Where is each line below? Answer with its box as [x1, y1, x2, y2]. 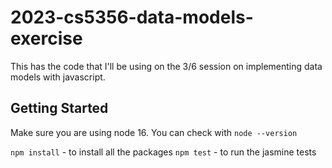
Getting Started [10, 100, 109, 117]
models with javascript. [10, 71, 106, 83]
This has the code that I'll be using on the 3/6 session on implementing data [10, 60, 323, 72]
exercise [10, 27, 83, 50]
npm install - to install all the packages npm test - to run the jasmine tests [10, 146, 317, 158]
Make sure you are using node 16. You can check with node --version [10, 126, 298, 138]
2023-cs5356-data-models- [10, 6, 254, 29]
